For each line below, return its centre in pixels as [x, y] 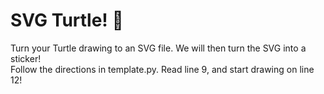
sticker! [26, 58]
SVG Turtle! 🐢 [67, 20]
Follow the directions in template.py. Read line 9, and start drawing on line [162, 69]
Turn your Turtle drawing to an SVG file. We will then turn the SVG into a [158, 48]
